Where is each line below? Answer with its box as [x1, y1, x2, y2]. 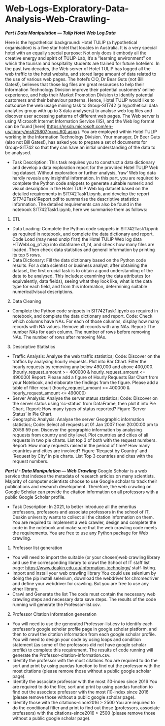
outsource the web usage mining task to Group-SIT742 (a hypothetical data [5, 102, 158, 108]
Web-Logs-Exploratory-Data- [5, 3, 129, 14]
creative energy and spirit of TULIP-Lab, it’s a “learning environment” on [5, 55, 152, 61]
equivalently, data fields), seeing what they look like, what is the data [12, 278, 152, 284]
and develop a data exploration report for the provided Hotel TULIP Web [12, 164, 159, 171]
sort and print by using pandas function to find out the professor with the [12, 663, 161, 669]
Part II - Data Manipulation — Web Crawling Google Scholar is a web [5, 468, 147, 473]
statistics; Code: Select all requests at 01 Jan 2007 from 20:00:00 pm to [12, 421, 159, 427]
